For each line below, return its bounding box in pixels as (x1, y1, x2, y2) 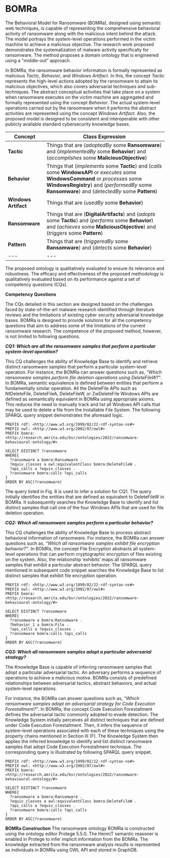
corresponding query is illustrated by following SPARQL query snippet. (5, 749, 152, 755)
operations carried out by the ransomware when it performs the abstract (5, 105, 156, 111)
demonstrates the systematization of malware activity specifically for (5, 47, 149, 53)
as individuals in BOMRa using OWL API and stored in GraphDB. (5, 846, 138, 853)
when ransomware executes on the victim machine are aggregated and (5, 94, 154, 100)
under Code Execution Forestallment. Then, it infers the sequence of (5, 722, 148, 728)
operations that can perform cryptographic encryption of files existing (16, 551, 162, 557)
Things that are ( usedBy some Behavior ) (46, 199, 143, 206)
